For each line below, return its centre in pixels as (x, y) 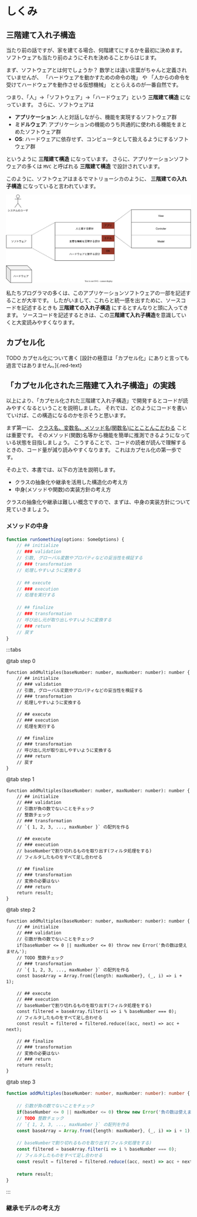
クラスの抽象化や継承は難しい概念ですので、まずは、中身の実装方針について (98, 502)
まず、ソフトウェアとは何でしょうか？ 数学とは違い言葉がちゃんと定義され (96, 70)
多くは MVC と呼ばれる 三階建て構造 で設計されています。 (94, 166)
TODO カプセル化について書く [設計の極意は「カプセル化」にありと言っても (98, 358)
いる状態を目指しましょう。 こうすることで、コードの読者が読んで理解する (96, 442)
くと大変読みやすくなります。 (42, 322)
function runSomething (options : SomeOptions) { (65, 539)
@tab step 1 (20, 779)
